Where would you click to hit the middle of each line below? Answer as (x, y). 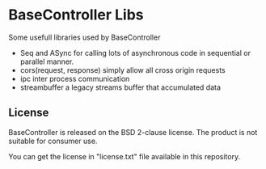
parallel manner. (47, 61)
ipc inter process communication (75, 78)
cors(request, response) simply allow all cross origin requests (122, 70)
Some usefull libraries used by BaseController (84, 37)
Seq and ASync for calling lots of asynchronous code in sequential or (135, 53)
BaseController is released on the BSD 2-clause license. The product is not (133, 132)
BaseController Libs (76, 15)
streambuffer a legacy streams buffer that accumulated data (120, 87)
